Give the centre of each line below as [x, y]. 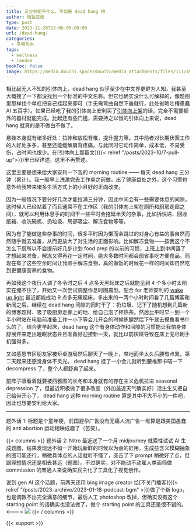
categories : [20, 39]
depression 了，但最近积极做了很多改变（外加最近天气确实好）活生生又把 [94, 388]
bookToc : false [24, 66]
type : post [19, 22]
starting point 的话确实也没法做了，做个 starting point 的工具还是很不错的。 [96, 504]
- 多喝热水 [23, 45]
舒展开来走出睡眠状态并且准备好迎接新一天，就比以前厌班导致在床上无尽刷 [95, 334]
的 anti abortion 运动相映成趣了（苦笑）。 [55, 428]
